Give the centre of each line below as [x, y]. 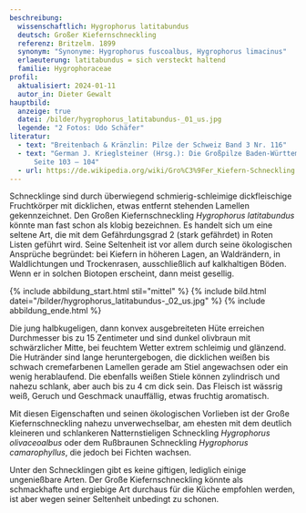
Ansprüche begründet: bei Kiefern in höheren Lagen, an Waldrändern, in [145, 254]
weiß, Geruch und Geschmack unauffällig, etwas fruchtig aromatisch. [139, 396]
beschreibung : [36, 18]
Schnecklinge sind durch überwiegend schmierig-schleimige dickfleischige [151, 196]
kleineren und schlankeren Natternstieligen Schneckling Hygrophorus [140, 433]
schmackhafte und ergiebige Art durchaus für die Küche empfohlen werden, [153, 489]
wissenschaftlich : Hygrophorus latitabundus [103, 26]
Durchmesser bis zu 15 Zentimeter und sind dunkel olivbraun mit [130, 338]
